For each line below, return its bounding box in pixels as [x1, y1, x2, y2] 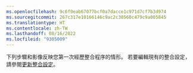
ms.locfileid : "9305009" [6, 36, 68, 42]
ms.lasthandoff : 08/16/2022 [6, 31, 76, 37]
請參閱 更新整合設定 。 [6, 61, 58, 68]
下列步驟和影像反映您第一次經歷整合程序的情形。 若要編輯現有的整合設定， [6, 53, 191, 60]
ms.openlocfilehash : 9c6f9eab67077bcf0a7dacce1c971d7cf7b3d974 [6, 8, 167, 15]
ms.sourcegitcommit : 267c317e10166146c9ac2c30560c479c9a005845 [6, 14, 167, 20]
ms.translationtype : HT [6, 20, 66, 26]
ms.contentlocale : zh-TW [6, 25, 68, 31]
